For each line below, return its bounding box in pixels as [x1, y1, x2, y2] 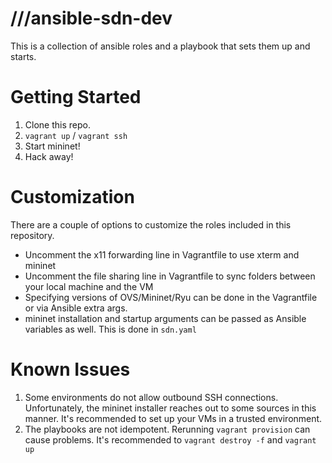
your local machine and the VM [24, 280, 154, 292]
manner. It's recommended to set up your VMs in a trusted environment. [24, 412, 323, 424]
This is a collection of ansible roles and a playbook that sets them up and [10, 40, 311, 52]
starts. [10, 50, 37, 62]
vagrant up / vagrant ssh [24, 129, 128, 141]
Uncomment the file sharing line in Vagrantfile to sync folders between [24, 270, 316, 282]
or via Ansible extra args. [24, 302, 128, 314]
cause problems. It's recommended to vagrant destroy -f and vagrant [24, 433, 317, 446]
